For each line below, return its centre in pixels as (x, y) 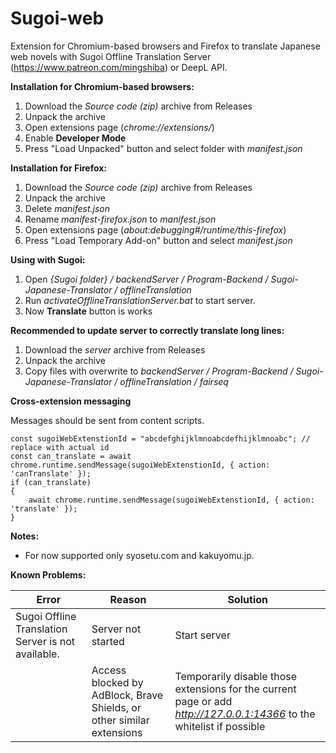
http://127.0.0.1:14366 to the (245, 714)
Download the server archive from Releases (115, 349)
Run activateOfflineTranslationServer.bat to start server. (140, 300)
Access (109, 670)
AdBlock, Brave (127, 695)
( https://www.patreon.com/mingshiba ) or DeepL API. (119, 67)
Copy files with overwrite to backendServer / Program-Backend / (159, 371)
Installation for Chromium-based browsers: (102, 86)
